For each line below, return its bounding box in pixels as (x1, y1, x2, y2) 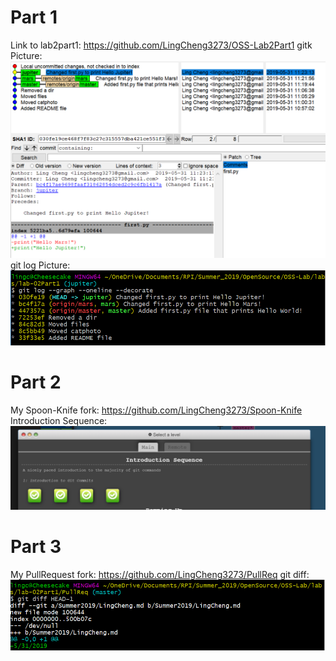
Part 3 (10, 536, 62, 558)
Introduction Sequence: (10, 415, 108, 427)
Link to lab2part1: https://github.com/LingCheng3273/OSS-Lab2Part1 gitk (10, 39, 313, 51)
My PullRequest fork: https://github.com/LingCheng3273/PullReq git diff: (10, 568, 310, 580)
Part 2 (10, 371, 62, 394)
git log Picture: (10, 259, 71, 271)
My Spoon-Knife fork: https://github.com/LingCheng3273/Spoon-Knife (10, 404, 303, 416)
